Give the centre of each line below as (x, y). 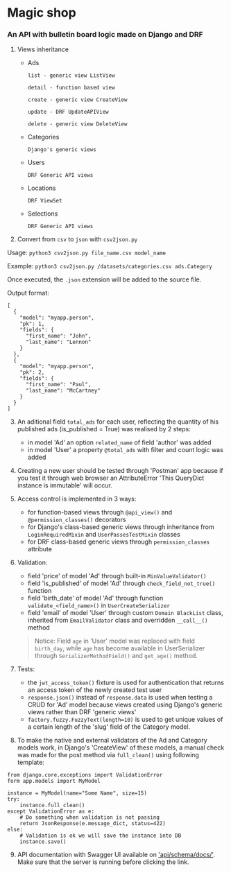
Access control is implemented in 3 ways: (77, 499)
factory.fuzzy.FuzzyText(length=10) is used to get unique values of (125, 720)
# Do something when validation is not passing (89, 818)
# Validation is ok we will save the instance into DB (101, 836)
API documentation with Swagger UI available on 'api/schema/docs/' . (116, 855)
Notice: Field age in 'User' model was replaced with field (115, 641)
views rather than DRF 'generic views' (82, 712)
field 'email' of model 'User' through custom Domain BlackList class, (125, 613)
